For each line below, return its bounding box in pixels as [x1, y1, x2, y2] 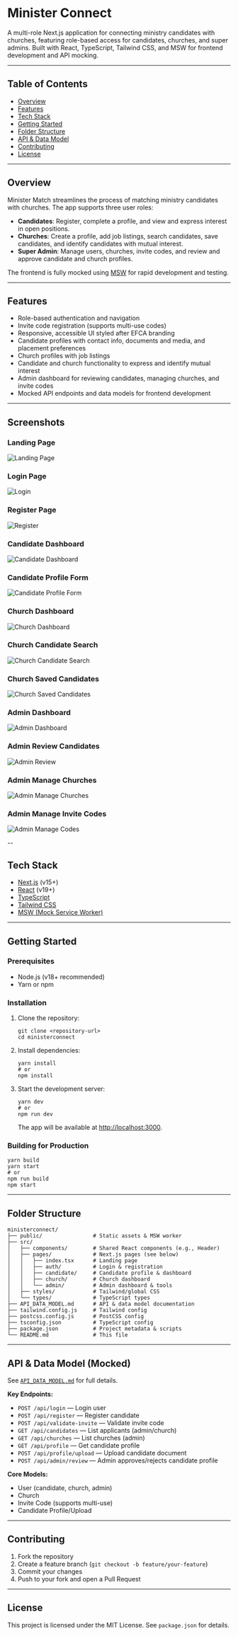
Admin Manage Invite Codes [7, 808, 107, 818]
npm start [7, 1182, 37, 1189]
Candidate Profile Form [7, 572, 89, 582]
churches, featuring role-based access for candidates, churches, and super [7, 35, 229, 44]
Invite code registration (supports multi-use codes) [17, 321, 166, 330]
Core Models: [7, 1470, 48, 1479]
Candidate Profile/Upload [17, 1506, 92, 1515]
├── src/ [7, 1239, 33, 1246]
